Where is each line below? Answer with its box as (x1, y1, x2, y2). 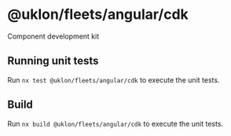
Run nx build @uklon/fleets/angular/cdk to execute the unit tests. (7, 119, 224, 128)
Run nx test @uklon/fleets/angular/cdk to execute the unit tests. (7, 75, 220, 84)
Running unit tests (7, 54, 99, 68)
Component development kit (7, 31, 100, 41)
